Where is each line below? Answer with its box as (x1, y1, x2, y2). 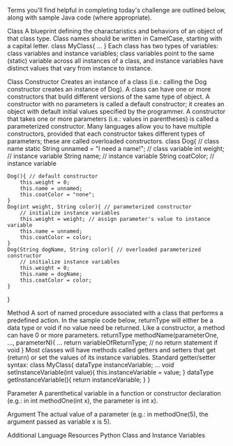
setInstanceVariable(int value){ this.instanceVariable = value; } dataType (7, 368, 214, 376)
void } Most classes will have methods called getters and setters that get (7, 346, 216, 354)
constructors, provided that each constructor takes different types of (7, 129, 205, 138)
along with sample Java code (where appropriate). (7, 13, 152, 22)
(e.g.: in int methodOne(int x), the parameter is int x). (7, 396, 158, 405)
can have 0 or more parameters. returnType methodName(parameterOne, (7, 331, 219, 339)
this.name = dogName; (20, 271, 82, 278)
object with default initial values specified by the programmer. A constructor (7, 108, 226, 115)
